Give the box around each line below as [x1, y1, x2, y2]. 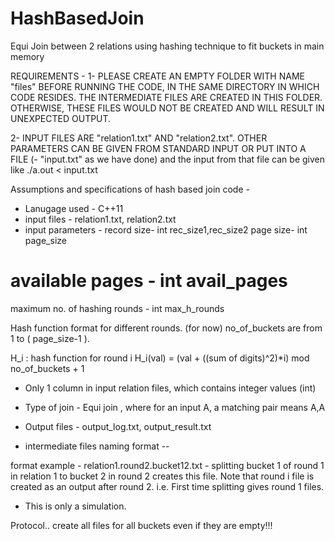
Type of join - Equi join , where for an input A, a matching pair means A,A [24, 401, 326, 413]
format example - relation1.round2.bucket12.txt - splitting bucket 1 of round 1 [10, 459, 325, 471]
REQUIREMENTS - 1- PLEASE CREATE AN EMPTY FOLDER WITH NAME [10, 70, 305, 82]
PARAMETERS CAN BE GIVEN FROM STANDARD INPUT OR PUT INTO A [10, 142, 307, 154]
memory [10, 50, 45, 62]
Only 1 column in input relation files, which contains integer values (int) [24, 382, 317, 394]
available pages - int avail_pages [10, 270, 288, 292]
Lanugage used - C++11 [24, 202, 124, 214]
